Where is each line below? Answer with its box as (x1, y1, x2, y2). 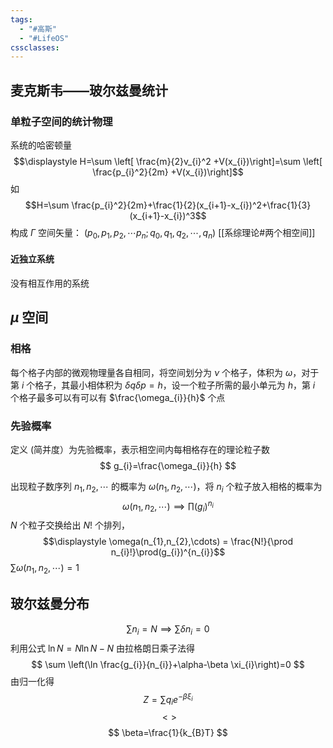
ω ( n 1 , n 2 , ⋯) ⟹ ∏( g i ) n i (122, 498, 214, 515)
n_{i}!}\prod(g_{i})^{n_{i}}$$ (110, 546, 226, 558)
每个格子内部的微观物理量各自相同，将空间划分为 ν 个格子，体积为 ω (10, 366, 293, 378)
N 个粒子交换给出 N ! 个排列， (10, 519, 130, 531)
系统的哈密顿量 (10, 139, 72, 151)
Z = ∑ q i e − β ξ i (143, 691, 193, 708)
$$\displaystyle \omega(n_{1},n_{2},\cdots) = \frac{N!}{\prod (43, 536, 293, 548)
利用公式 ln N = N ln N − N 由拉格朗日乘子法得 (10, 642, 196, 654)
